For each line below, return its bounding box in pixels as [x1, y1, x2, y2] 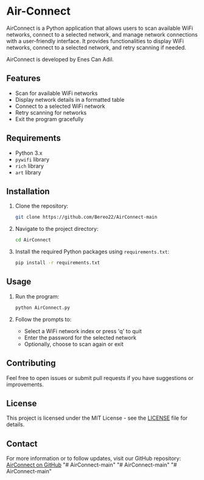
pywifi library [15, 155, 50, 163]
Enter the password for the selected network [24, 334, 137, 341]
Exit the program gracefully [15, 115, 84, 122]
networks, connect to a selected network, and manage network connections [6, 30, 198, 38]
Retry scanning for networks [15, 108, 87, 116]
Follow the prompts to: [15, 316, 72, 323]
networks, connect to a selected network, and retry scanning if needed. [6, 44, 186, 51]
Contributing [6, 358, 56, 369]
